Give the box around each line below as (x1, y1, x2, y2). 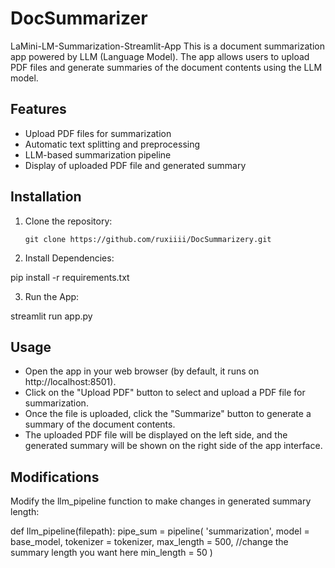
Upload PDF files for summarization (24, 127, 172, 139)
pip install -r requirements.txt (10, 271, 130, 283)
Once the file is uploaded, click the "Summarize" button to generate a (24, 408, 312, 420)
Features (10, 101, 67, 118)
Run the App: (24, 290, 80, 302)
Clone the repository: (24, 215, 113, 227)
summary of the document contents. (24, 418, 176, 431)
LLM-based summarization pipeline (24, 148, 172, 161)
